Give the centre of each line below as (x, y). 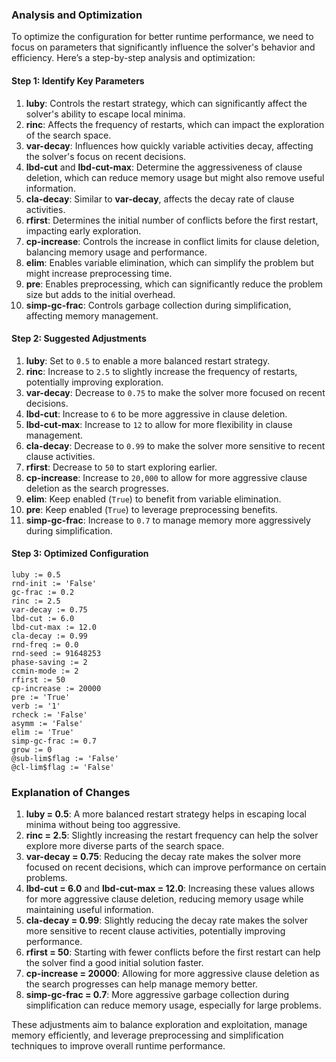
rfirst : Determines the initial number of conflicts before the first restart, (172, 220)
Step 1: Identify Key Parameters (78, 80)
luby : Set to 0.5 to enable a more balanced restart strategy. (148, 360)
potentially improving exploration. (94, 382)
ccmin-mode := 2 (45, 671)
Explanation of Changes (71, 792)
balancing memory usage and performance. (116, 252)
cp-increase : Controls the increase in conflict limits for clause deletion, (172, 241)
